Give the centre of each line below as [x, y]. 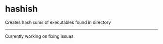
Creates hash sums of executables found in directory [58, 22]
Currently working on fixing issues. [40, 36]
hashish [21, 9]
